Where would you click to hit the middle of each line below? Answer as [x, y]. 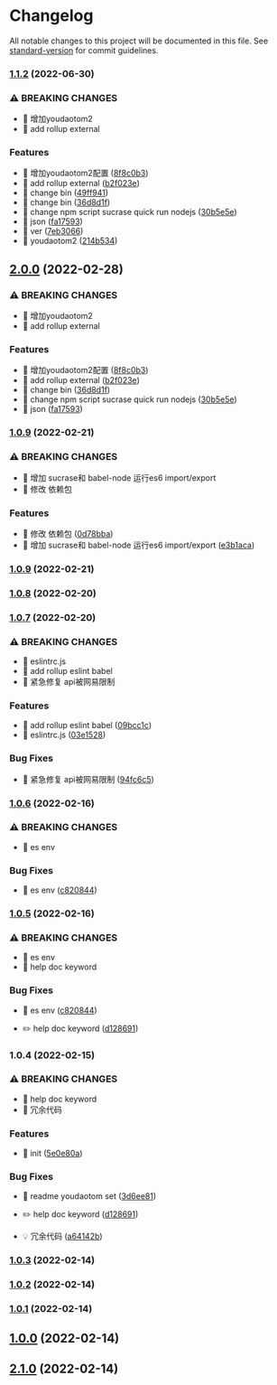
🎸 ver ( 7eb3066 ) [53, 231]
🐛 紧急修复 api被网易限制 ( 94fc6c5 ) [88, 779]
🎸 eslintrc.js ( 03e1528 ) [64, 735]
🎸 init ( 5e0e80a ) [52, 1154]
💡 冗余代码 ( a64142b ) [62, 1236]
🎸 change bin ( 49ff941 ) [65, 193]
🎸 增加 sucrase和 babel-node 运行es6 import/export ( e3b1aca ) [138, 545]
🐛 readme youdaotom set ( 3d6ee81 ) [89, 1196]
